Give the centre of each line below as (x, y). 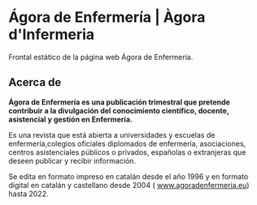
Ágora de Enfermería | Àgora (107, 17)
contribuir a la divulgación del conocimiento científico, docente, (119, 110)
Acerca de (35, 82)
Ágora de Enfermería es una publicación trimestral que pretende (119, 102)
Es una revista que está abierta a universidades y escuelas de (112, 135)
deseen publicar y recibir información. (72, 160)
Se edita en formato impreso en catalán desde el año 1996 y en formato (128, 176)
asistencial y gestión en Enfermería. (70, 119)
